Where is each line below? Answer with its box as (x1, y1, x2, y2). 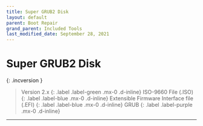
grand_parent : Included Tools (6, 25, 83, 32)
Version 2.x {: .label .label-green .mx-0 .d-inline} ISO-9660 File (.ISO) (21, 88, 194, 96)
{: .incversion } (6, 77, 43, 84)
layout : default (6, 14, 47, 20)
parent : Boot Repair (6, 20, 59, 26)
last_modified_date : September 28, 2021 (6, 31, 110, 37)
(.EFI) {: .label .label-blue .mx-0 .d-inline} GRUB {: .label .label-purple (21, 101, 193, 109)
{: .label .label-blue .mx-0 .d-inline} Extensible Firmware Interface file (21, 95, 193, 102)
